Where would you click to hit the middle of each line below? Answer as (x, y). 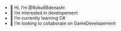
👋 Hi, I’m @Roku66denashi (37, 8)
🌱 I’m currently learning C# (37, 18)
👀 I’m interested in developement (44, 13)
